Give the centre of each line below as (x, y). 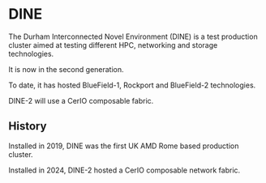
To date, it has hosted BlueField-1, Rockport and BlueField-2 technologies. (132, 85)
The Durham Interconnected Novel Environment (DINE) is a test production (133, 36)
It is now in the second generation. (66, 69)
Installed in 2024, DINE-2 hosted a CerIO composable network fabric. (124, 170)
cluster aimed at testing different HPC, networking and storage (113, 45)
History (28, 126)
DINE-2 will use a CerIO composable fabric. (81, 100)
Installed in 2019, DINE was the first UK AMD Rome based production (124, 146)
